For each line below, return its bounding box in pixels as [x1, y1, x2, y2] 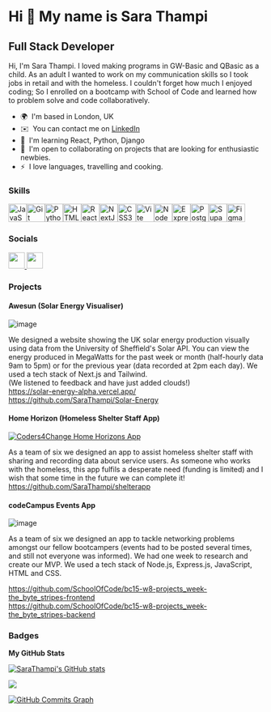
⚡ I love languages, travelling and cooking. [19, 162, 163, 171]
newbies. [19, 153, 51, 162]
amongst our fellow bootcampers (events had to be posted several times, [8, 543, 252, 552]
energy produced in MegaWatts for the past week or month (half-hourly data [8, 352, 264, 361]
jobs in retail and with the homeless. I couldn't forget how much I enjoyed [8, 79, 252, 87]
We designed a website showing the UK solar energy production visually [8, 335, 250, 344]
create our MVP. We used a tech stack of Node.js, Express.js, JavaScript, [8, 560, 252, 569]
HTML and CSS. [8, 569, 62, 578]
